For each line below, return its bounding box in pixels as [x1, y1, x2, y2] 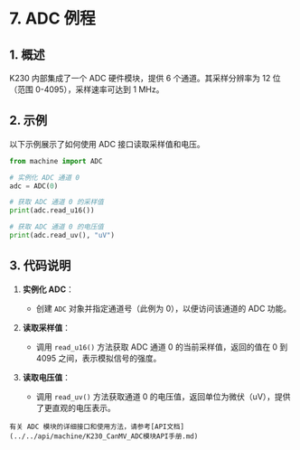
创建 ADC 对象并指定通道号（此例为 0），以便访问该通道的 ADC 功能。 [35, 303, 292, 314]
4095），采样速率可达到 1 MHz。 [43, 84, 164, 95]
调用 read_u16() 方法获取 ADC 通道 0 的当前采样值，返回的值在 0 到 [35, 341, 288, 352]
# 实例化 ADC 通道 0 [9, 173, 80, 182]
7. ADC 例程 [9, 8, 97, 29]
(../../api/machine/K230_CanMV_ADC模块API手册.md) [9, 431, 199, 441]
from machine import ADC [9, 156, 103, 165]
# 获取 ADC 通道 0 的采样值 [9, 198, 104, 207]
